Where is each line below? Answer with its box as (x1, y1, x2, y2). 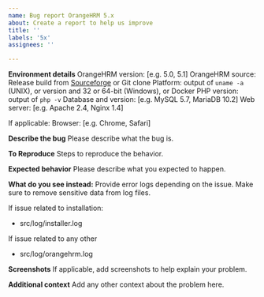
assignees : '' (8, 41, 55, 49)
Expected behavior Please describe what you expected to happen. (8, 164, 226, 174)
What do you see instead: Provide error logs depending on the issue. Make (8, 179, 254, 190)
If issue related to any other (8, 234, 98, 243)
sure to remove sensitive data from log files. (8, 188, 151, 197)
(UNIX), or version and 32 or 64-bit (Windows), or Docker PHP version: (8, 86, 239, 96)
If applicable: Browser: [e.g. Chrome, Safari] (8, 118, 151, 128)
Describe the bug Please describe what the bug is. (8, 133, 174, 143)
